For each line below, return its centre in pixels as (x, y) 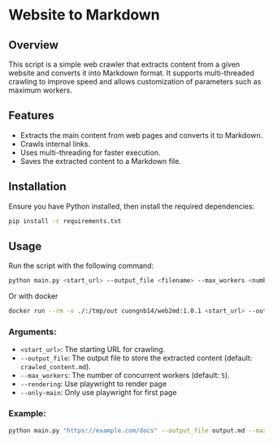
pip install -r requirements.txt (65, 221)
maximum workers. (41, 90)
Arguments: (32, 332)
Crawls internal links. (55, 144)
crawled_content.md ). (55, 367)
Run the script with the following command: (81, 266)
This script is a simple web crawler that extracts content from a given (124, 64)
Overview (34, 45)
